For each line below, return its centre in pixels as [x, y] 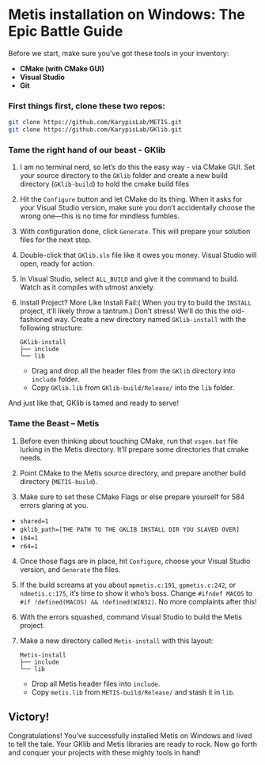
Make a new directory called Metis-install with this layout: [116, 640]
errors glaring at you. [54, 505]
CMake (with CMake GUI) [62, 68]
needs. [31, 457]
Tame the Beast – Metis [54, 423]
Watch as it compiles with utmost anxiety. [87, 287]
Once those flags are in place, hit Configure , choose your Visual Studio [135, 561]
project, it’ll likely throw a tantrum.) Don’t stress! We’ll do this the [124, 311]
